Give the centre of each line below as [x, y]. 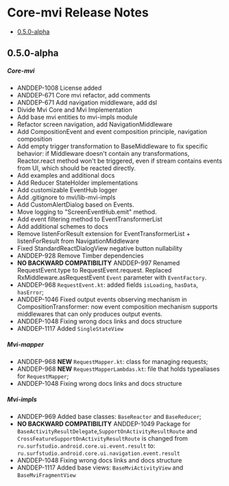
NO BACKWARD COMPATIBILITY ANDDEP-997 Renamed [98, 263]
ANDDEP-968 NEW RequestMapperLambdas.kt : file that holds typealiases [118, 369]
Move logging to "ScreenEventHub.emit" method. [87, 212]
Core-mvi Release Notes [78, 13]
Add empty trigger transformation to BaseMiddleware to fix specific [112, 146]
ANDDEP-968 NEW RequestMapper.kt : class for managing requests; [112, 362]
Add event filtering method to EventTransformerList [89, 219]
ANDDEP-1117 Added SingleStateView [70, 329]
